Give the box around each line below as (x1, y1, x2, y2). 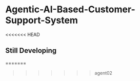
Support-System (5, 14, 78, 26)
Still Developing (5, 46, 57, 55)
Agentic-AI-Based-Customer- (5, 4, 135, 15)
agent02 (94, 70, 113, 76)
